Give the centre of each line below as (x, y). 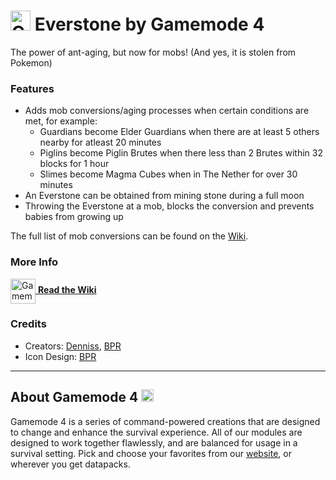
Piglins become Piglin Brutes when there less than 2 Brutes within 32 (181, 153)
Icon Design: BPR (60, 356)
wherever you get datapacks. (70, 464)
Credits (28, 324)
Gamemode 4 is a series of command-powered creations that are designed (165, 421)
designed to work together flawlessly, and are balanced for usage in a (154, 442)
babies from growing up (74, 217)
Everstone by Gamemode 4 (149, 24)
